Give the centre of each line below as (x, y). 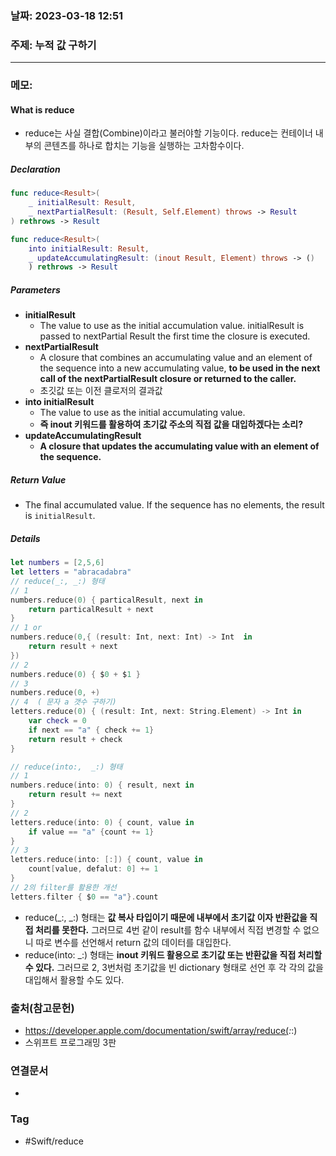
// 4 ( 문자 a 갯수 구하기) (63, 702)
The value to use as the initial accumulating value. (142, 413)
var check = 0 (57, 721)
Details (25, 538)
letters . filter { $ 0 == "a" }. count (84, 897)
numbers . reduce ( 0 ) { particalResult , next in (106, 600)
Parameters (35, 289)
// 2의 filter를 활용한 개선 (63, 887)
